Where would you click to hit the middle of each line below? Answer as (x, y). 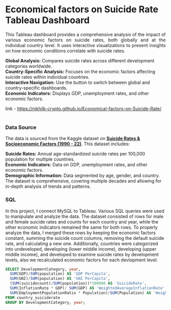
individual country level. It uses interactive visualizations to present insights (85, 45)
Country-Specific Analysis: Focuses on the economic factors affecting (80, 71)
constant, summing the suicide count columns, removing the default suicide (85, 238)
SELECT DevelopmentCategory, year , (43, 269)
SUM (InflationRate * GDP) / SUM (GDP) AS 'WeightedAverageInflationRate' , (89, 288)
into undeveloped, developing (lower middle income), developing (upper (81, 249)
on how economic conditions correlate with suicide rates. (65, 51)
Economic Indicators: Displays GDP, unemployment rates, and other (77, 93)
